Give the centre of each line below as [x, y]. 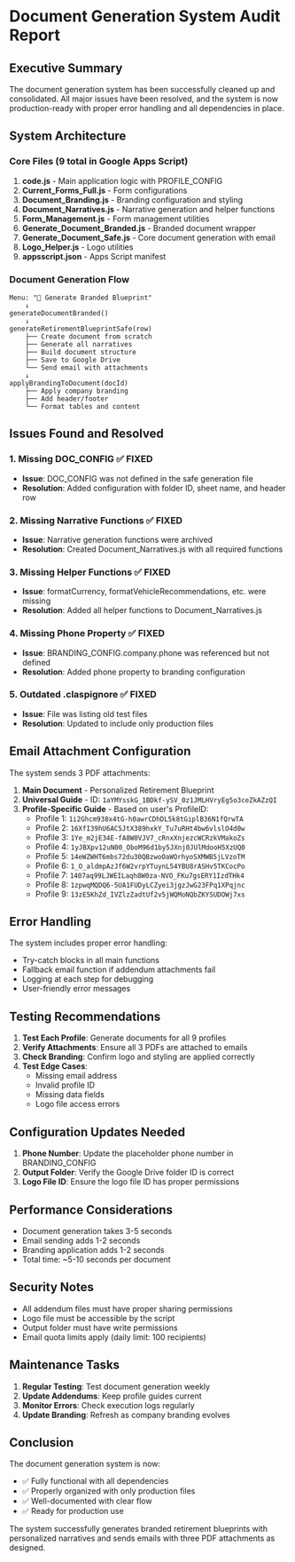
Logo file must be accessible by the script [98, 1318]
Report [35, 35]
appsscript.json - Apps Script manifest [94, 256]
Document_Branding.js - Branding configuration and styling [132, 199]
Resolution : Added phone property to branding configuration [133, 672]
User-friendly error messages [76, 989]
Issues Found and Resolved [86, 434]
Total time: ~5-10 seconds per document [96, 1259]
